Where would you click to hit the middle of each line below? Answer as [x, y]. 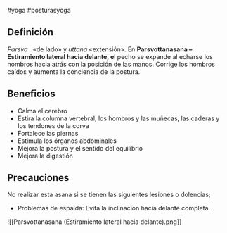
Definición [31, 32]
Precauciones [38, 178]
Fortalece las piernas [48, 133]
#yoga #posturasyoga [39, 10]
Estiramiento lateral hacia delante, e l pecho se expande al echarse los [110, 56]
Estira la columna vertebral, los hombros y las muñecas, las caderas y [118, 118]
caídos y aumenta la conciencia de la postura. [74, 71]
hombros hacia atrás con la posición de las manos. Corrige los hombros [111, 64]
